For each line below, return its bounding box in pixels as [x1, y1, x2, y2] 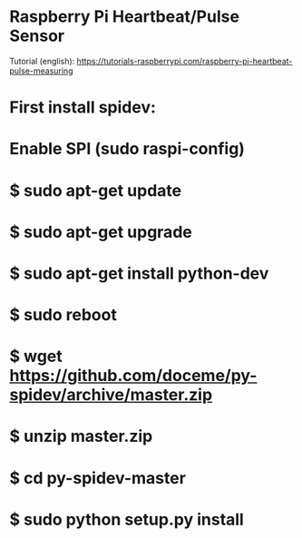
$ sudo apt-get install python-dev [9, 263, 269, 283]
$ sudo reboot [9, 305, 118, 326]
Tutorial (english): [9, 55, 75, 66]
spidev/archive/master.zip [9, 385, 213, 406]
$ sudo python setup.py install [9, 509, 245, 530]
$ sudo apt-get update [9, 180, 182, 201]
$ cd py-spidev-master [9, 467, 186, 488]
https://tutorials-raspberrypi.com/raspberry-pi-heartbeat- [76, 55, 293, 66]
